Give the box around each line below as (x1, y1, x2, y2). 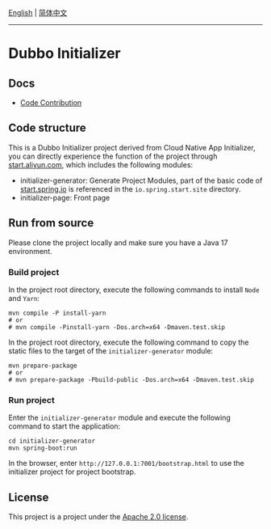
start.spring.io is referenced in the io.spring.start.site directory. (19, 184, 241, 193)
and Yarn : (8, 293, 40, 303)
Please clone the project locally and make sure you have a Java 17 (8, 238, 228, 248)
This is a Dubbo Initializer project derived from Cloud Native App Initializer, (8, 142, 256, 152)
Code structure (8, 121, 86, 135)
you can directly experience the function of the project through (8, 151, 218, 161)
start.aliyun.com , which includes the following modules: (8, 159, 194, 169)
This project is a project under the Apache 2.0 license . (8, 512, 189, 522)
